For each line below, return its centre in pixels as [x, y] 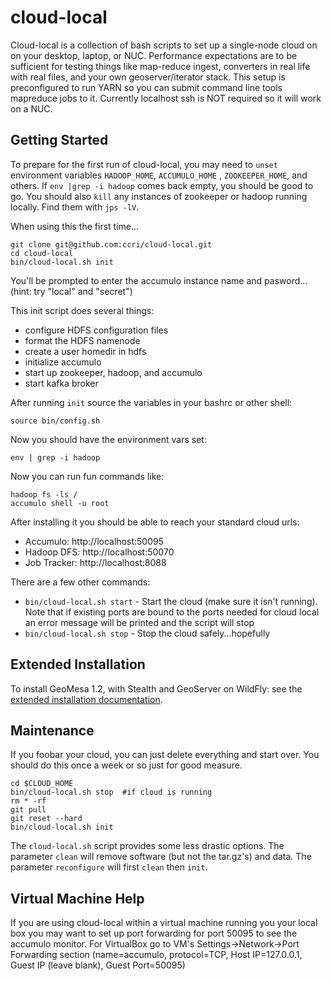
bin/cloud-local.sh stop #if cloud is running [111, 792]
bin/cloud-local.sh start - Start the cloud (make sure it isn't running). [171, 601]
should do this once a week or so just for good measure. [126, 765]
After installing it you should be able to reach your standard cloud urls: [155, 522]
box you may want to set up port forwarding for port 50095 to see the [154, 933]
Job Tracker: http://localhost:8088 [95, 562]
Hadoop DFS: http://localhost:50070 [99, 552]
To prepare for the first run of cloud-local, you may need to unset [144, 164]
